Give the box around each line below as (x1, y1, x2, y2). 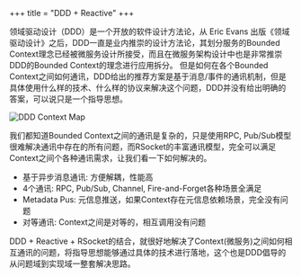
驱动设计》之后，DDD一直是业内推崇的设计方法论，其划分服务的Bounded (9, 38, 280, 48)
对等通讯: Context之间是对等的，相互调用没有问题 (22, 217, 207, 228)
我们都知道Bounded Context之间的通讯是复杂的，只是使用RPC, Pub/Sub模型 (9, 130, 292, 140)
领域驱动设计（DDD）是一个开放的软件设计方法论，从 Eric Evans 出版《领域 (9, 26, 290, 37)
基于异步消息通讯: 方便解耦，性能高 (22, 172, 154, 183)
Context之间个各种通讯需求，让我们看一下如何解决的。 (9, 153, 212, 163)
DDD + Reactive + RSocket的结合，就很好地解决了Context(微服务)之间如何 (9, 236, 285, 246)
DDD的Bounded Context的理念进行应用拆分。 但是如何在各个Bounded (9, 60, 269, 70)
